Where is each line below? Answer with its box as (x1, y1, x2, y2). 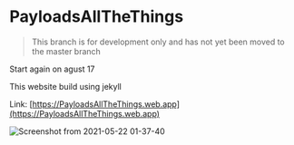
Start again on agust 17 (9, 63, 95, 74)
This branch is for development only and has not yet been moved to (31, 36, 285, 47)
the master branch (31, 45, 102, 56)
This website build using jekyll (9, 81, 122, 92)
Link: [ (9, 98, 34, 110)
